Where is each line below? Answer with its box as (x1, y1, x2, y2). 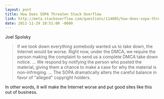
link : (5, 16, 16, 21)
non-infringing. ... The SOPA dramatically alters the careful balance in (17, 69, 157, 76)
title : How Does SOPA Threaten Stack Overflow (5, 12, 102, 17)
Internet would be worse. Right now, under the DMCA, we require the (17, 49, 156, 55)
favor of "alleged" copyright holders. (17, 75, 91, 80)
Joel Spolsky (5, 34, 31, 40)
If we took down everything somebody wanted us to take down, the (17, 43, 153, 49)
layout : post (5, 7, 32, 12)
